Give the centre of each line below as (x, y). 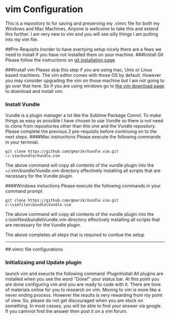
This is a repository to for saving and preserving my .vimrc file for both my (82, 23)
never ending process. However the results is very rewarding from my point (84, 295)
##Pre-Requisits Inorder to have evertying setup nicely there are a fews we (83, 49)
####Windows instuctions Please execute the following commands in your (83, 186)
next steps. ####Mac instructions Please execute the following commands (83, 137)
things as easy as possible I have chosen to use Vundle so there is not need (84, 121)
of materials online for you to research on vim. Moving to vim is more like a (83, 290)
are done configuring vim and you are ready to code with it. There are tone (83, 284)
